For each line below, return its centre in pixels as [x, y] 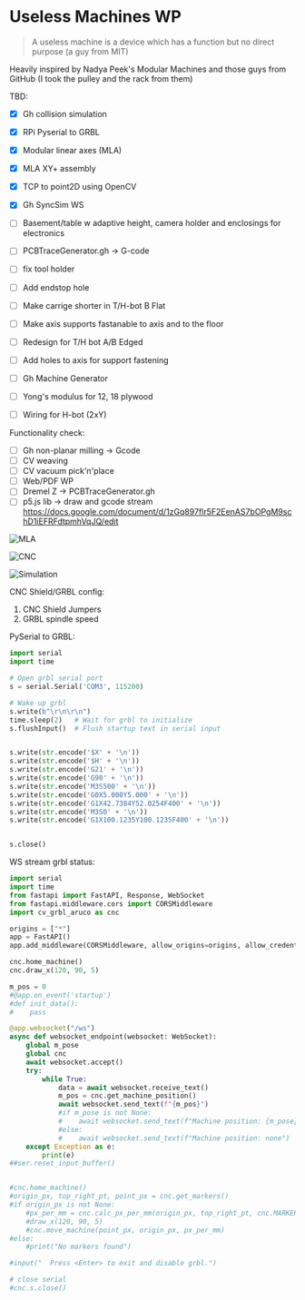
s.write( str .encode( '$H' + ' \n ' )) [75, 761]
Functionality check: [47, 433]
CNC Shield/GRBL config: [57, 592]
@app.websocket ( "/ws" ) [52, 1029]
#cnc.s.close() [38, 1288]
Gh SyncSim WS [53, 205]
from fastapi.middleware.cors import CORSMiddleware [111, 904]
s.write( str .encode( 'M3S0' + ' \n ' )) [79, 812]
